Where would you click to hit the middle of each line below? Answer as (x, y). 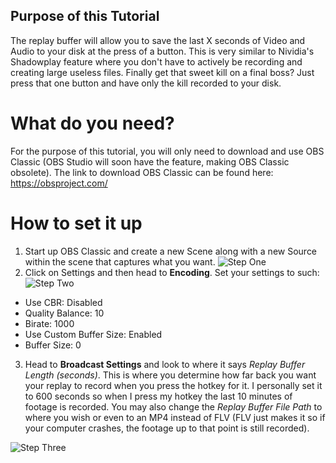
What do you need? (92, 123)
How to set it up (76, 223)
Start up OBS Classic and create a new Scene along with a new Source (171, 251)
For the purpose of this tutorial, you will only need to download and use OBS (167, 151)
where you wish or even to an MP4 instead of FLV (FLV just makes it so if (175, 417)
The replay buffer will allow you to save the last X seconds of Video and (158, 40)
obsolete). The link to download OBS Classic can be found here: (142, 172)
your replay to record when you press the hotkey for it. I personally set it (173, 385)
